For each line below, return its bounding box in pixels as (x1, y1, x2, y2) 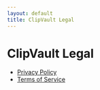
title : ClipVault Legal (7, 16, 75, 23)
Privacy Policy (16, 68, 57, 76)
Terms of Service (16, 76, 66, 84)
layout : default (7, 10, 53, 17)
